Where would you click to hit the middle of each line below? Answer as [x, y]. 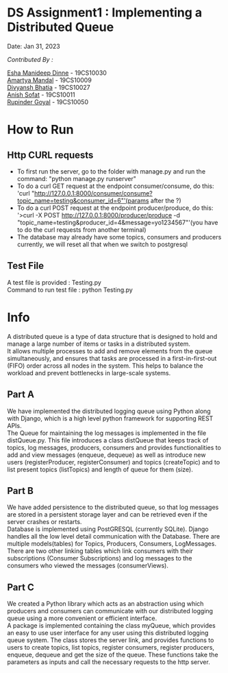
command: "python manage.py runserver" [77, 178]
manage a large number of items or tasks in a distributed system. [99, 344]
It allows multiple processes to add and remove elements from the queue [110, 351]
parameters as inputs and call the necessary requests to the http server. [109, 662]
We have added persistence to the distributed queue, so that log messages [113, 507]
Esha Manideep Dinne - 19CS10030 [57, 73]
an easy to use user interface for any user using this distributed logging [108, 633]
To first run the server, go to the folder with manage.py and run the [111, 171]
